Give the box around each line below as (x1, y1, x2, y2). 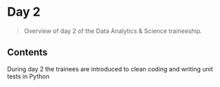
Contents (7, 47, 48, 58)
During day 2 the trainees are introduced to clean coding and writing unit (7, 64, 213, 73)
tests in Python (7, 72, 49, 80)
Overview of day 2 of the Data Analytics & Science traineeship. (23, 27, 203, 35)
